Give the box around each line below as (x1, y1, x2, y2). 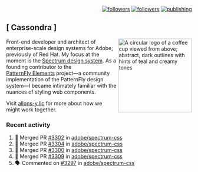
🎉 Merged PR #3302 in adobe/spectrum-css (14, 134, 123, 141)
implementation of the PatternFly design (6, 75, 104, 82)
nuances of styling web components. (6, 88, 96, 95)
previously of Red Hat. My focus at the (6, 51, 100, 58)
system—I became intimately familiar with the (6, 82, 117, 89)
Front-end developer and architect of (6, 38, 96, 45)
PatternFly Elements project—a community (6, 70, 110, 77)
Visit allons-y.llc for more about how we (6, 100, 103, 107)
